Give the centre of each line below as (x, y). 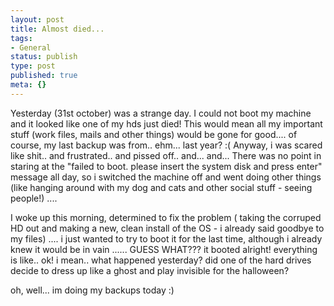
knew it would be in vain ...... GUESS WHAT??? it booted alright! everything (164, 249)
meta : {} (28, 85)
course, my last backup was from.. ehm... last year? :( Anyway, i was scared (166, 145)
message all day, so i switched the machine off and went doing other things (166, 177)
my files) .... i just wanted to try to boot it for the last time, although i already (166, 238)
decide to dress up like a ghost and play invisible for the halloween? (150, 270)
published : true (44, 76)
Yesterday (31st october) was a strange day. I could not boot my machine (161, 113)
